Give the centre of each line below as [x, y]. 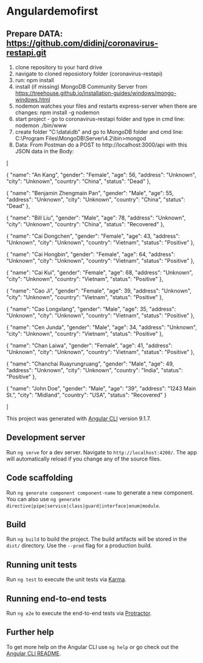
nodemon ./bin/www [41, 125]
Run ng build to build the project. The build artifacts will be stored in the [97, 539]
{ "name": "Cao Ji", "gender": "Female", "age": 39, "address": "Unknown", [99, 291]
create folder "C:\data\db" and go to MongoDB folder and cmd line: [99, 132]
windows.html [33, 99]
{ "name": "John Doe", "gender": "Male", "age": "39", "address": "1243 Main [101, 388]
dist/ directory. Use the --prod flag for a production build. [79, 546]
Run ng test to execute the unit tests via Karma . [66, 580]
